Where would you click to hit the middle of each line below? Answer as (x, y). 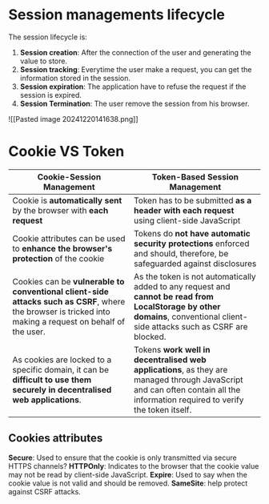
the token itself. (163, 409)
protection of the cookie (58, 258)
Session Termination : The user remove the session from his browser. (134, 103)
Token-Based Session (195, 176)
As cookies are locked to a (62, 360)
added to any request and (182, 286)
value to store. (44, 61)
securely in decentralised (62, 389)
